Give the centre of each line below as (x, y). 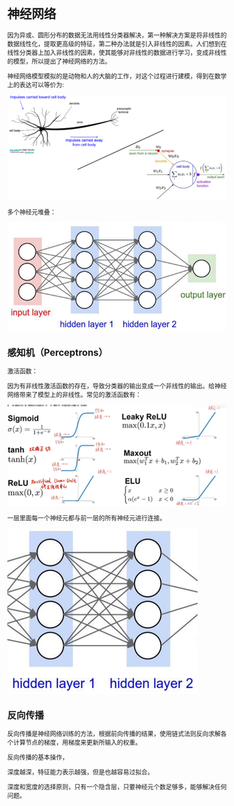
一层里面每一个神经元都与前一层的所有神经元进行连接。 (86, 517)
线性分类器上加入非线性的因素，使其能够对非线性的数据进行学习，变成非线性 (117, 52)
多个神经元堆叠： (32, 212)
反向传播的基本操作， (38, 756)
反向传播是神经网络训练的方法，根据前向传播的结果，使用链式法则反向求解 (114, 733)
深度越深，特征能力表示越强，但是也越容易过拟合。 (80, 772)
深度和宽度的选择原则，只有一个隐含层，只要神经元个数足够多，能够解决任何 (117, 786)
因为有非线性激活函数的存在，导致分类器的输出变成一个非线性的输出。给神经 (117, 386)
